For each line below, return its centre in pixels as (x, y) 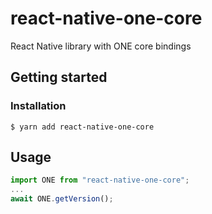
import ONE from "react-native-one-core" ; (100, 180)
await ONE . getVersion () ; (62, 199)
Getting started (59, 77)
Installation (38, 106)
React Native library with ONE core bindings (101, 46)
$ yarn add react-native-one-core (82, 127)
